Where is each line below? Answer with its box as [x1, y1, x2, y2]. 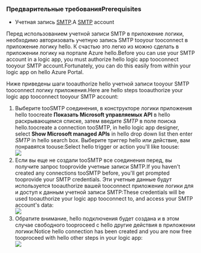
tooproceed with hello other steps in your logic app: [14, 234, 143, 242]
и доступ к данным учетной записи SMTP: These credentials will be [14, 189, 185, 196]
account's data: [14, 201, 54, 209]
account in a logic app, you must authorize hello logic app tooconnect [6, 56, 179, 63]
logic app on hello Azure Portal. [6, 69, 84, 76]
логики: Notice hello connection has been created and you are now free [14, 228, 192, 235]
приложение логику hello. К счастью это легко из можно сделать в [6, 43, 179, 50]
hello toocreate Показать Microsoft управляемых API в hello [14, 111, 170, 119]
